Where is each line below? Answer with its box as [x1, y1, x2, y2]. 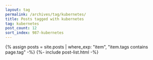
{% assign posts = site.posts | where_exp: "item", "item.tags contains [5, 44, 148, 50]
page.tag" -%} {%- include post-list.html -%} [5, 49, 99, 55]
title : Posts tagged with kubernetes [5, 16, 84, 21]
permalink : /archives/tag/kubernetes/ [5, 12, 86, 17]
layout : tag [5, 7, 30, 12]
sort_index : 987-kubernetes [5, 30, 64, 35]
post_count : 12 [5, 26, 37, 31]
